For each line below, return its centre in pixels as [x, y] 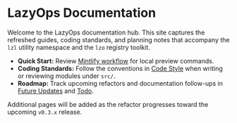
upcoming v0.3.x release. [45, 112]
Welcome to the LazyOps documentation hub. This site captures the [106, 32]
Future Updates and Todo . [55, 91]
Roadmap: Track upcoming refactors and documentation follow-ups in [120, 83]
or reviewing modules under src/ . [66, 76]
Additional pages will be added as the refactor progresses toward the [108, 104]
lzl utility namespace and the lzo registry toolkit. [79, 47]
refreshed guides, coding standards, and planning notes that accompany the [119, 39]
